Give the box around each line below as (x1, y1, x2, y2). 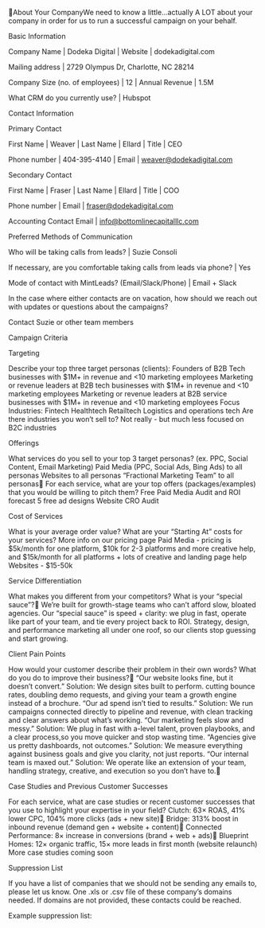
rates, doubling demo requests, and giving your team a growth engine (8, 690, 237, 700)
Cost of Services (8, 512, 64, 521)
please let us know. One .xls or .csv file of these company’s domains (8, 887, 232, 896)
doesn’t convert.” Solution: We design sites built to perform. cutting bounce (8, 681, 255, 691)
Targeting (8, 349, 40, 357)
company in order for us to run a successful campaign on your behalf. (8, 16, 237, 25)
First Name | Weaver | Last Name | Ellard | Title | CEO (8, 139, 183, 149)
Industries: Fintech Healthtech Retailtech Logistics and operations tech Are (8, 406, 254, 415)
